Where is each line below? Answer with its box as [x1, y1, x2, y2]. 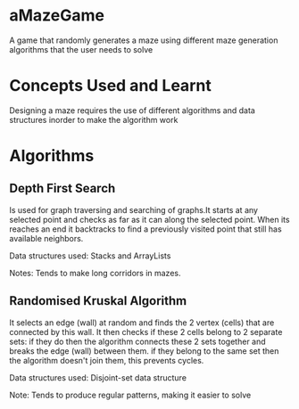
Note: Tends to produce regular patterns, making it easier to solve [9, 389, 252, 400]
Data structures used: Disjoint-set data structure [9, 372, 187, 383]
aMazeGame [9, 5, 105, 26]
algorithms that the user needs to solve [9, 44, 154, 54]
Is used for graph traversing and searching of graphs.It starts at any [9, 204, 259, 215]
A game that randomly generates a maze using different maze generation [9, 35, 278, 45]
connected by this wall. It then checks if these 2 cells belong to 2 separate [9, 326, 283, 337]
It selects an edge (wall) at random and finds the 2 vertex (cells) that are [9, 317, 275, 328]
